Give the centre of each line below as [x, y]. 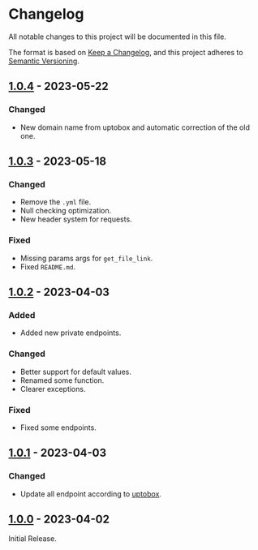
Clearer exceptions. [53, 389]
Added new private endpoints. [71, 333]
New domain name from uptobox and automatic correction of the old [135, 127]
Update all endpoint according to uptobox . [91, 494]
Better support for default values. [75, 372]
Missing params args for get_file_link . [86, 258]
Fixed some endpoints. [58, 428]
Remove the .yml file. [56, 202]
